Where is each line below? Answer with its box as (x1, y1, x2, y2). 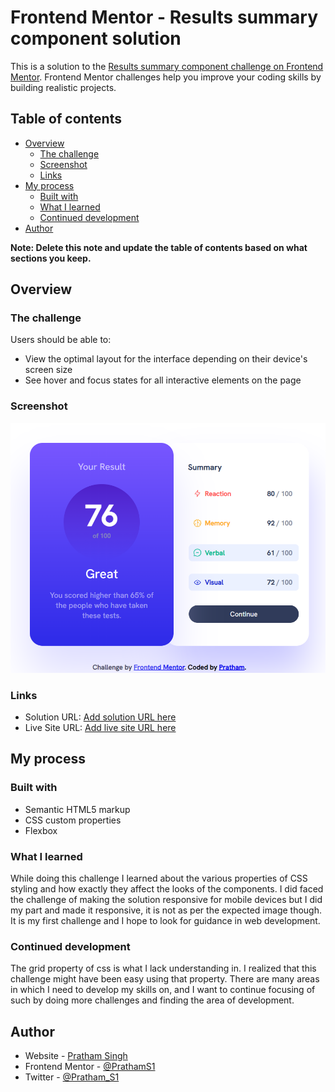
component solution (10, 27, 182, 50)
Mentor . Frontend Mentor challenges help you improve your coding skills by (10, 71, 322, 83)
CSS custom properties (24, 814, 122, 826)
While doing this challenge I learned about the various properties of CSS (10, 872, 308, 885)
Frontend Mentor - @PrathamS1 (24, 1061, 156, 1073)
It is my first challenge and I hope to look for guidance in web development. (10, 915, 321, 927)
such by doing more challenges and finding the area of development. (10, 994, 295, 1006)
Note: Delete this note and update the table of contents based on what (10, 241, 308, 253)
